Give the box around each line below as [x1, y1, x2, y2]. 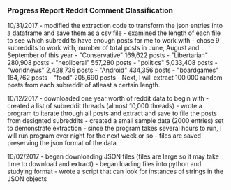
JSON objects [7, 175, 47, 183]
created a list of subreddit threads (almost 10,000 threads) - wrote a [7, 102, 202, 110]
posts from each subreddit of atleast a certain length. [7, 81, 161, 89]
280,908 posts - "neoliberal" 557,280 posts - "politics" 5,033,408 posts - [7, 59, 218, 67]
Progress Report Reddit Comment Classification [7, 6, 173, 15]
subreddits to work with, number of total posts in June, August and [7, 44, 200, 52]
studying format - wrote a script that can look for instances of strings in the [7, 167, 224, 176]
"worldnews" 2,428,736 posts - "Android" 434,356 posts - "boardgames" [7, 66, 219, 75]
